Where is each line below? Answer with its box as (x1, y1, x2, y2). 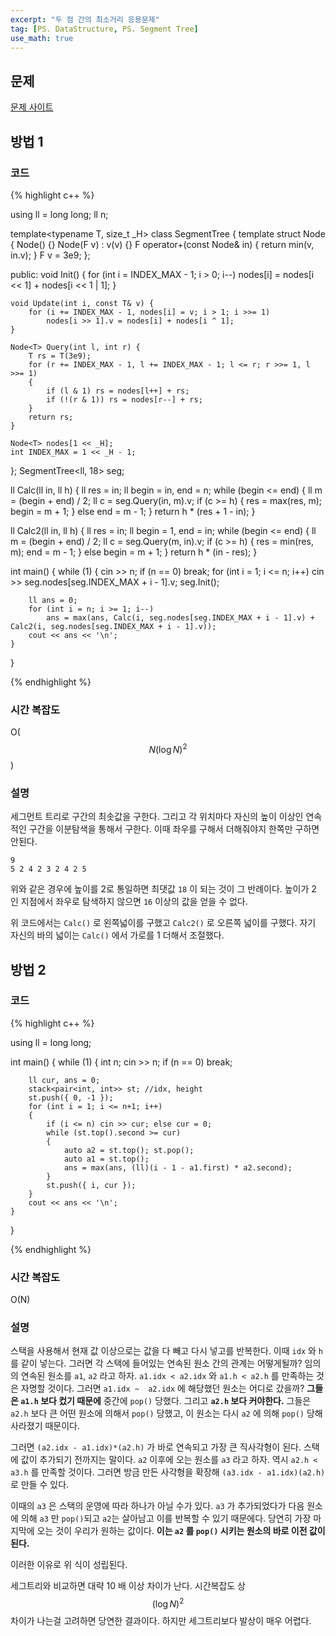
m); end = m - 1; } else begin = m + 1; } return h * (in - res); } (10, 546, 258, 558)
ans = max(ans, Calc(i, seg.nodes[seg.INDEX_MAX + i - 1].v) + (46, 612, 315, 623)
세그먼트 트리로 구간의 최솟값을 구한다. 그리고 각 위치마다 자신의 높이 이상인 (10, 811, 304, 823)
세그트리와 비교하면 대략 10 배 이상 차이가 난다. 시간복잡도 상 (10, 1580, 246, 1592)
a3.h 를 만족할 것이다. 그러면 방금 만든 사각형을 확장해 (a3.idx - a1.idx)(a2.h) (10, 1466, 326, 1478)
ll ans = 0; (28, 595, 78, 605)
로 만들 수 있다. (10, 1479, 70, 1491)
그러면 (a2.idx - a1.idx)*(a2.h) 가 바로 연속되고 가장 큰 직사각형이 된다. (10, 1441, 302, 1453)
